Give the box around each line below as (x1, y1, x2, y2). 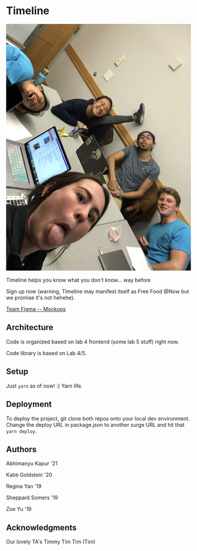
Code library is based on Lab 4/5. (6, 349, 87, 356)
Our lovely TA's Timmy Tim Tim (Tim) (6, 538, 96, 545)
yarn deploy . (6, 428, 37, 435)
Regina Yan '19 (6, 483, 42, 490)
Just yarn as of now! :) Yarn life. (6, 382, 83, 389)
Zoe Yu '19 (6, 506, 32, 513)
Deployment (6, 399, 52, 409)
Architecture (6, 322, 54, 333)
